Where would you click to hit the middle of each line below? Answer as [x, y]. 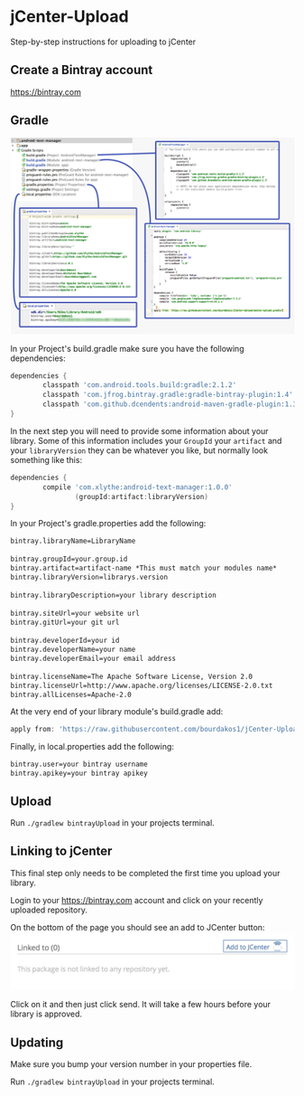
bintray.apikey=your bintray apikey [79, 774]
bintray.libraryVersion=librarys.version [89, 577]
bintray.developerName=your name [73, 650]
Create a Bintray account [82, 70]
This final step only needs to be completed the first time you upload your [145, 873]
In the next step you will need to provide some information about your [139, 430]
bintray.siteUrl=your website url [75, 614]
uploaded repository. [49, 910]
